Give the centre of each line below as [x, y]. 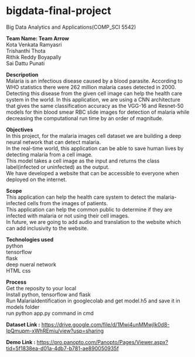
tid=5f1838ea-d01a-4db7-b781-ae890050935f [62, 348]
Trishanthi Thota [26, 50]
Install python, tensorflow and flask [48, 294]
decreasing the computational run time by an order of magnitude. [85, 118]
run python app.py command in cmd [50, 313]
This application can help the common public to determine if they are [89, 209]
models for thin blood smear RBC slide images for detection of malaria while [98, 112]
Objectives [20, 130]
